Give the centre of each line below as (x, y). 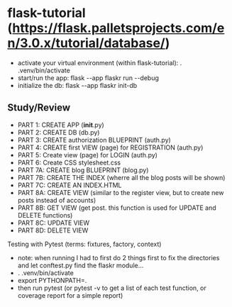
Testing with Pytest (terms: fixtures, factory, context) (84, 244)
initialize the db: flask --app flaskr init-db (77, 85)
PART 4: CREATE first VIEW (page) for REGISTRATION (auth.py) (110, 147)
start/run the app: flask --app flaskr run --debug (88, 78)
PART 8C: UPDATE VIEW (54, 223)
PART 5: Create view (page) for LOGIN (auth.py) (88, 155)
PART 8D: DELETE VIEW (53, 230)
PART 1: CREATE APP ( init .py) (61, 125)
